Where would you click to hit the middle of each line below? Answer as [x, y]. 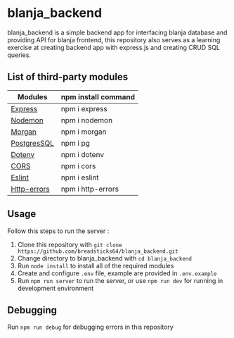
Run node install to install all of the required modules [96, 265]
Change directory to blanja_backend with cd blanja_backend [104, 258]
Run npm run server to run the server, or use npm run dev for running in [120, 280]
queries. [19, 55]
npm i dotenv [82, 154]
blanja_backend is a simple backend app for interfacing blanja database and [117, 32]
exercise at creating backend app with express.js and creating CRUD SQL [113, 47]
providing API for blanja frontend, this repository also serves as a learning [114, 39]
